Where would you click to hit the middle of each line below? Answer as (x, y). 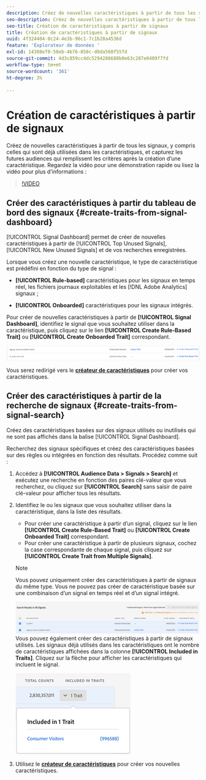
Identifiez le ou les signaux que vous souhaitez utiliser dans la (93, 505)
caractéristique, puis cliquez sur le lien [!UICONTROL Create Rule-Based (99, 330)
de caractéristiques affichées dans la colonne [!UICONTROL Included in (106, 651)
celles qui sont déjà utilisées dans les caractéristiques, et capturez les (95, 152)
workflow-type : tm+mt (34, 65)
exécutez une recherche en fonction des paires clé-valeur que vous (101, 480)
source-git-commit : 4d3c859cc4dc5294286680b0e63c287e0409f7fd (87, 58)
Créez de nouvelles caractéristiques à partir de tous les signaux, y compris (101, 146)
